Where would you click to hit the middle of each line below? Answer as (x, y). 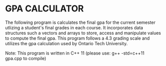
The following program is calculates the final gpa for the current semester (81, 22)
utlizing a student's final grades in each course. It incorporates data (74, 27)
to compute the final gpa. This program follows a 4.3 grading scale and (78, 38)
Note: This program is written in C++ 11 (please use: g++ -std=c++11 (75, 53)
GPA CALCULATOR (45, 9)
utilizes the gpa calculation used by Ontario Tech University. (66, 43)
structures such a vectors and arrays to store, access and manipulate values (83, 33)
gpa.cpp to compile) (26, 58)
